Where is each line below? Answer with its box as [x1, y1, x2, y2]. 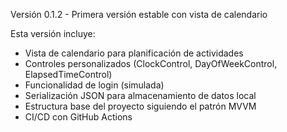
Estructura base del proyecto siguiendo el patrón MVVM [24, 100, 257, 112]
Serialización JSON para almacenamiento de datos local [24, 90, 257, 101]
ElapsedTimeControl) [24, 69, 113, 80]
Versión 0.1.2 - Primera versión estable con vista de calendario [10, 9, 268, 20]
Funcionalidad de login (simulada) [24, 79, 165, 91]
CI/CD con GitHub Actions [24, 111, 133, 123]
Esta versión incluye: [10, 28, 96, 39]
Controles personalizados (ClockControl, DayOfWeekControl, [24, 58, 278, 69]
